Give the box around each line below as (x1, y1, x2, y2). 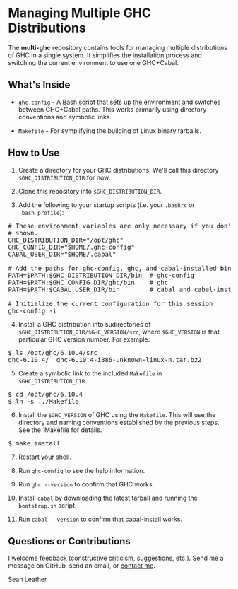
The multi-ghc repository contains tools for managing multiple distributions (8, 43, 228, 52)
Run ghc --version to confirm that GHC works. (18, 479, 155, 489)
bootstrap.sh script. (18, 501, 77, 510)
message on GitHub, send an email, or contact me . (8, 561, 156, 570)
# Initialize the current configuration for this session (8, 299, 213, 308)
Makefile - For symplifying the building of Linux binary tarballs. (18, 126, 202, 135)
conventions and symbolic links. (18, 112, 112, 121)
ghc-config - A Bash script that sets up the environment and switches (18, 98, 221, 106)
